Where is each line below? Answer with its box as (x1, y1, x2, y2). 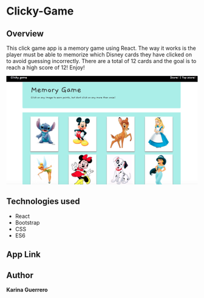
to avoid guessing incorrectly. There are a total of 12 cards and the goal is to (6, 58, 197, 64)
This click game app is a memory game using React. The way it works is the (6, 44, 196, 52)
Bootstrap (15, 218, 40, 226)
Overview (6, 29, 44, 39)
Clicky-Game (6, 4, 74, 18)
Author (6, 270, 33, 280)
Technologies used (6, 196, 80, 207)
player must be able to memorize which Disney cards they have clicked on (6, 51, 192, 58)
